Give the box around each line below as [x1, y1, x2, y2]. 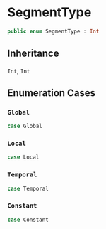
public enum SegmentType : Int [7, 28, 100, 35]
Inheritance [7, 48, 59, 60]
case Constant [7, 216, 49, 223]
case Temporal [7, 185, 49, 192]
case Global [7, 122, 42, 130]
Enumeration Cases [7, 87, 96, 100]
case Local [7, 154, 40, 161]
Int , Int [7, 66, 30, 75]
